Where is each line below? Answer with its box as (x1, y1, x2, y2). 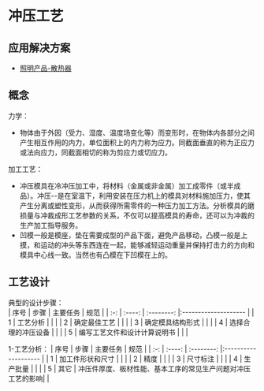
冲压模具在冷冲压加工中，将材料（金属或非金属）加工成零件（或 (19, 181, 227, 190)
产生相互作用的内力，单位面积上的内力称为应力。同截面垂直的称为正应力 (19, 137, 255, 147)
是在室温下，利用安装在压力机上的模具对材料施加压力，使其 (57, 191, 251, 200)
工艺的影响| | (8, 374, 50, 383)
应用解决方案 (8, 41, 71, 54)
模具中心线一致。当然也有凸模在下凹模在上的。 (19, 250, 172, 259)
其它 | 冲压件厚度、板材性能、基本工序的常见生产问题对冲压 (58, 363, 251, 373)
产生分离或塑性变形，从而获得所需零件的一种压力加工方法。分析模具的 (19, 200, 248, 210)
